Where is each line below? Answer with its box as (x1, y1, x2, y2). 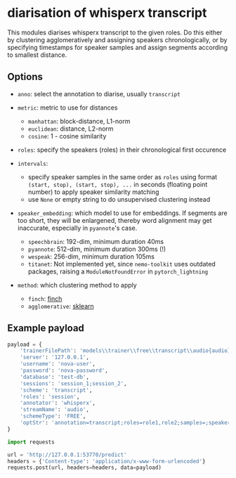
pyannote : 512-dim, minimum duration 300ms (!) (27, 245, 166, 253)
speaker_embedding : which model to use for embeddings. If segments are (17, 209, 228, 217)
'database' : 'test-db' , (20, 373, 90, 380)
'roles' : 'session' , (20, 393, 80, 400)
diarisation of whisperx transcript (7, 5, 207, 21)
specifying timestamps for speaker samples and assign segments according (7, 43, 228, 51)
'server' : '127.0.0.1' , (20, 354, 90, 361)
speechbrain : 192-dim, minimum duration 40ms (27, 237, 164, 245)
